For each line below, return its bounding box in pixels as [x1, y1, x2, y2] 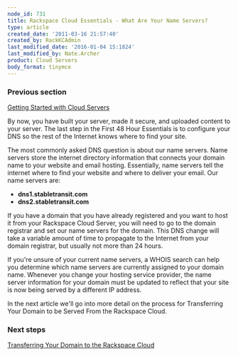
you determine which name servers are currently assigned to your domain [7, 263, 224, 271]
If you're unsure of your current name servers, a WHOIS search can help [7, 255, 220, 263]
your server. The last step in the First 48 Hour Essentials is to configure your [7, 124, 231, 132]
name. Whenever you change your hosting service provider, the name [7, 270, 212, 278]
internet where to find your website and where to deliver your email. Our [7, 168, 219, 177]
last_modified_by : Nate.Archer [7, 51, 100, 58]
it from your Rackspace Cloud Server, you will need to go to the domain [7, 219, 217, 227]
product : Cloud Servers [7, 57, 78, 64]
